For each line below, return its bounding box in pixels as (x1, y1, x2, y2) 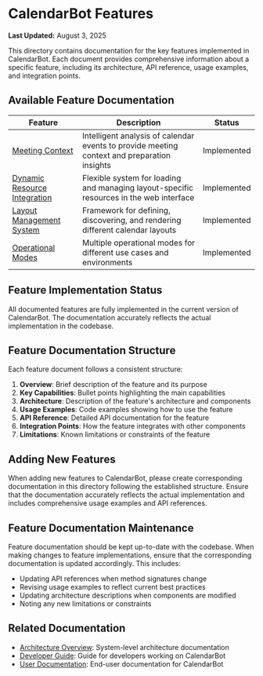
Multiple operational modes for (81, 237, 196, 248)
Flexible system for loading (81, 172, 182, 183)
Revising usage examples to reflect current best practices (19, 583, 206, 591)
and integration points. (8, 71, 81, 80)
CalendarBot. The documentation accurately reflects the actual (8, 312, 211, 322)
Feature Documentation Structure (8, 343, 176, 357)
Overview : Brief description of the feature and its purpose (19, 380, 207, 389)
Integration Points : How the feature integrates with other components (19, 422, 246, 431)
